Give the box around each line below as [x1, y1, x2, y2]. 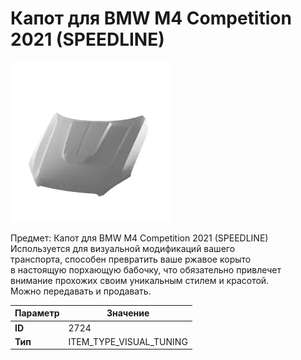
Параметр [14, 307, 60, 319]
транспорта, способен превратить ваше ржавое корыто [10, 253, 252, 265]
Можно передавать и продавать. [10, 285, 152, 297]
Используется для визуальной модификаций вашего [10, 242, 236, 254]
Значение [106, 307, 150, 319]
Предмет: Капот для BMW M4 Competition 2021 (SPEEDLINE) [10, 232, 269, 244]
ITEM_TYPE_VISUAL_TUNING [68, 335, 188, 347]
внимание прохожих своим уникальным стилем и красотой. [10, 274, 270, 286]
